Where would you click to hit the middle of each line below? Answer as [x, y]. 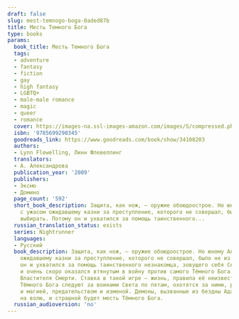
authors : [27, 146]
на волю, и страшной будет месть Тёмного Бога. [92, 298]
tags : [22, 54]
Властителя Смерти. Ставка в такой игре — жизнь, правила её [112, 278]
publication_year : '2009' [52, 172]
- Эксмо [25, 185]
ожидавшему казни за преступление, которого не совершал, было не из [126, 259]
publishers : [32, 179]
